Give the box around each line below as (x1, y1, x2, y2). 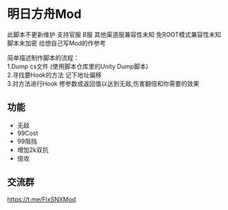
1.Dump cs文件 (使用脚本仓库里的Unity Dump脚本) (7, 62, 149, 70)
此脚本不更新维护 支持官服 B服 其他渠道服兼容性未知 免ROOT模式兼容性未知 (7, 30, 221, 39)
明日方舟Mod (7, 6, 82, 22)
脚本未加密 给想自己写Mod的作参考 (7, 39, 106, 47)
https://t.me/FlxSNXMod (7, 195, 76, 203)
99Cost (16, 129, 38, 137)
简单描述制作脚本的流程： (7, 53, 80, 62)
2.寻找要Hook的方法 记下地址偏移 (7, 70, 102, 79)
